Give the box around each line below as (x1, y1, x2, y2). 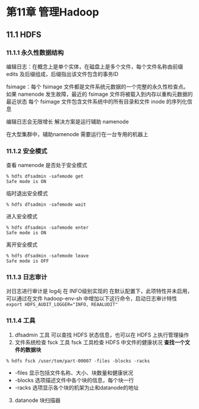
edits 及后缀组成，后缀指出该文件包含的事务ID (6, 70, 119, 77)
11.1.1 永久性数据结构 (6, 48, 64, 56)
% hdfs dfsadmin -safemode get (6, 174, 84, 180)
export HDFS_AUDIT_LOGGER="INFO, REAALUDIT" (6, 301, 118, 308)
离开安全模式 (6, 241, 37, 248)
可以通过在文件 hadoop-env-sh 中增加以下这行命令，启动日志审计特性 (6, 295, 178, 302)
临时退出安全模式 (6, 190, 48, 197)
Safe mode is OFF (6, 258, 49, 265)
